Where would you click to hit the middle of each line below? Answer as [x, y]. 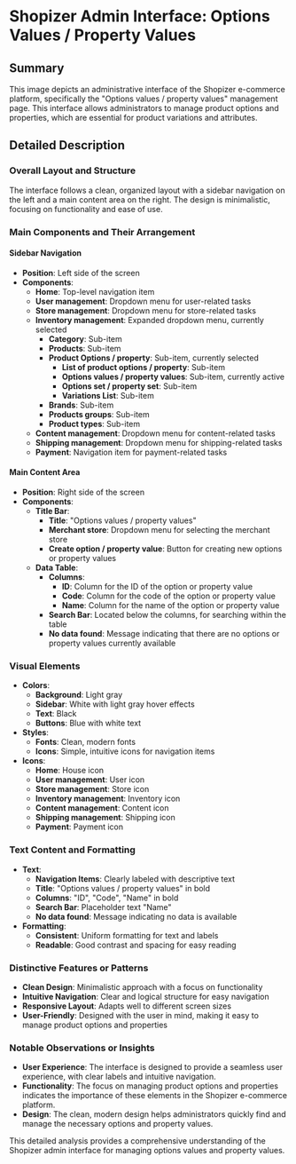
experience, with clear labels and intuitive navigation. [119, 1077]
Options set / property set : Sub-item [129, 386]
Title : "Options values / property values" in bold [123, 888]
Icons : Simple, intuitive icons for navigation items [125, 751]
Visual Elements [45, 666]
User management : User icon [90, 780]
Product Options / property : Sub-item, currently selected [153, 358]
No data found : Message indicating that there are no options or [164, 634]
